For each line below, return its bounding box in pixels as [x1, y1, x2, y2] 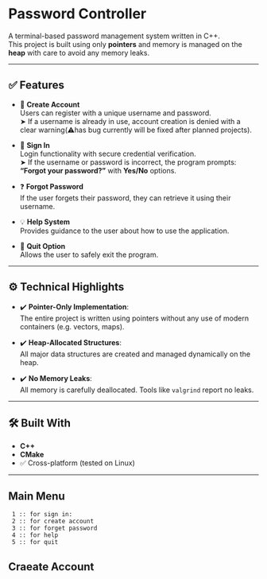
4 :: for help [11, 531, 59, 539]
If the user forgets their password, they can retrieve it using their [19, 192, 231, 203]
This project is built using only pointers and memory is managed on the [8, 39, 242, 49]
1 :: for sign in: [11, 511, 73, 519]
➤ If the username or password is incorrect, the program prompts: [19, 157, 237, 167]
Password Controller [8, 5, 147, 23]
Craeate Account [8, 560, 95, 573]
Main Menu [8, 489, 65, 503]
